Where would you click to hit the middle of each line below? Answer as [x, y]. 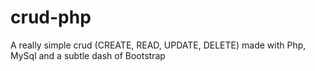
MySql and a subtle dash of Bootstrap [88, 55]
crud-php [51, 17]
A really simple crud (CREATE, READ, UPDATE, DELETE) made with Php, [158, 45]
